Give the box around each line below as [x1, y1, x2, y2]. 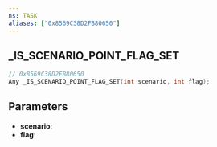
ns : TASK [8, 11, 38, 20]
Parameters [8, 100, 68, 113]
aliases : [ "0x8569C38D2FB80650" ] [8, 19, 121, 27]
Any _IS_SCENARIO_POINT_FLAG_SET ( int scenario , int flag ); [8, 78, 211, 86]
